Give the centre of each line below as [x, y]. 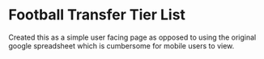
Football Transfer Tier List [97, 15]
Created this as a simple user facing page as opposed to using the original [132, 37]
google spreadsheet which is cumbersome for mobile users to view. [121, 45]
